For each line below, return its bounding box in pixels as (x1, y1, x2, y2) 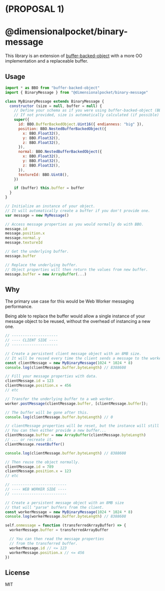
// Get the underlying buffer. (5, 249, 69, 254)
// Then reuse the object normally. (5, 459, 80, 464)
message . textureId (5, 240, 43, 245)
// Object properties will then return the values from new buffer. (5, 267, 148, 272)
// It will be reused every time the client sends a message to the (5, 356, 148, 361)
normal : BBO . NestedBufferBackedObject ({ (18, 149, 102, 154)
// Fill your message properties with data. (5, 374, 98, 379)
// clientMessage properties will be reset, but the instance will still (5, 423, 160, 428)
